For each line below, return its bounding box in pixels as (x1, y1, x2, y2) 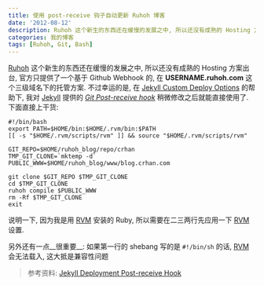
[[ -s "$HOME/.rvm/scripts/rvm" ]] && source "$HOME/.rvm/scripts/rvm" (8, 132, 247, 140)
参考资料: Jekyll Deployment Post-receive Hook (27, 269, 182, 278)
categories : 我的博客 (8, 33, 75, 42)
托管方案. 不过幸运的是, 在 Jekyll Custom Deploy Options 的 (56, 83, 249, 93)
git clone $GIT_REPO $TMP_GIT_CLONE (8, 174, 128, 181)
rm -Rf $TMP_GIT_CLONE (8, 194, 82, 202)
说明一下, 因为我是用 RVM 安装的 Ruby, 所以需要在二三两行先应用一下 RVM (8, 215, 250, 225)
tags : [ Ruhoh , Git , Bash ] (8, 41, 93, 49)
